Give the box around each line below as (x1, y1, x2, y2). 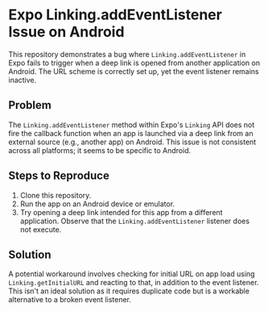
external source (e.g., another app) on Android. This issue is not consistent (8, 137, 257, 147)
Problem (8, 98, 52, 112)
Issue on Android (8, 23, 125, 41)
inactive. (8, 75, 37, 85)
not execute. (19, 224, 62, 234)
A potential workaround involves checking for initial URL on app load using (8, 269, 255, 279)
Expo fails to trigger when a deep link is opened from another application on (8, 58, 260, 68)
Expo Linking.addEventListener (8, 6, 223, 24)
